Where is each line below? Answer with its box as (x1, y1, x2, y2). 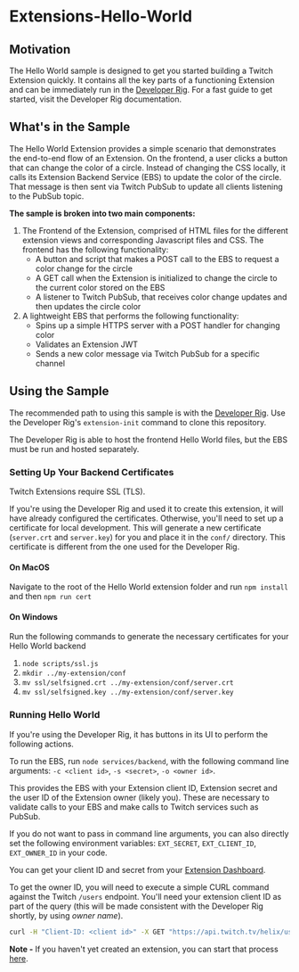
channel (35, 358, 65, 368)
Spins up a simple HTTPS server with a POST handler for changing (35, 319, 280, 331)
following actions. (9, 738, 74, 749)
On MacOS (9, 562, 51, 572)
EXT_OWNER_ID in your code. (9, 847, 109, 858)
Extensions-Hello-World (9, 6, 193, 27)
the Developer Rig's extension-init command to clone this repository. (9, 416, 267, 427)
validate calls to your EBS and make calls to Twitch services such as (9, 801, 259, 812)
